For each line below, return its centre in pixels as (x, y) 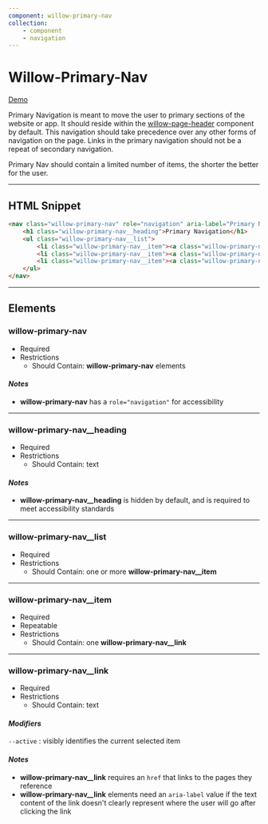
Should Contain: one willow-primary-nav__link (109, 642)
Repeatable (39, 625)
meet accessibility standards (67, 509)
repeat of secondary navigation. (61, 149)
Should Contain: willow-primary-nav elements (108, 365)
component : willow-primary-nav (60, 16)
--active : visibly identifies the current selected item (95, 741)
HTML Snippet (45, 206)
